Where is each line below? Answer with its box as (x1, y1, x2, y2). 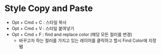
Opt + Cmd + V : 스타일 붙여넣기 (11, 25, 74, 31)
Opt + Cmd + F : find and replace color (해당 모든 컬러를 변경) (11, 31, 132, 37)
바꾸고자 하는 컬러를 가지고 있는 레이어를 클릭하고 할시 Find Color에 (18, 37, 148, 43)
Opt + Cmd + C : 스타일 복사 (11, 19, 67, 25)
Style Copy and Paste (4, 3, 93, 14)
